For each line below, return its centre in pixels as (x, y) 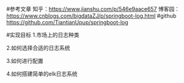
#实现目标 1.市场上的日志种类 (43, 35)
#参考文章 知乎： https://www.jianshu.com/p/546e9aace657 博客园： (93, 9)
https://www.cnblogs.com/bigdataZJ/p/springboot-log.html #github (91, 16)
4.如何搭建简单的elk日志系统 (42, 74)
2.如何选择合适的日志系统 (38, 48)
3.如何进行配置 (25, 61)
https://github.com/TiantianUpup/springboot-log (67, 22)
